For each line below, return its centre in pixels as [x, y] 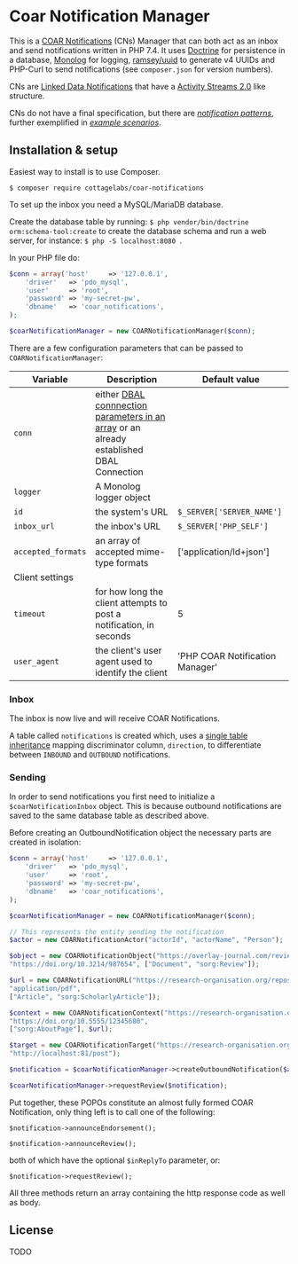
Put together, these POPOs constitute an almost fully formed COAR [131, 1103]
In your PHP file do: [44, 257]
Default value [231, 379]
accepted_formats [50, 551]
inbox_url [34, 526]
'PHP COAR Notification [227, 656]
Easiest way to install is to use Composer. [85, 171]
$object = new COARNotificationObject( [83, 956]
